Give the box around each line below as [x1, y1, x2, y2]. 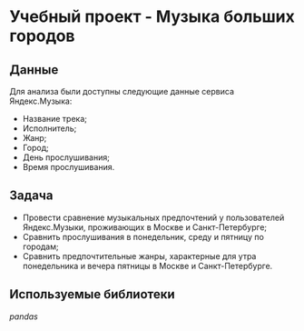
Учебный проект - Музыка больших [9, 6, 295, 27]
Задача [9, 188, 54, 204]
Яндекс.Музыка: [9, 95, 73, 106]
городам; [22, 241, 59, 252]
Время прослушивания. [22, 162, 115, 172]
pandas [9, 311, 39, 322]
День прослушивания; [22, 152, 111, 163]
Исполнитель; [22, 123, 77, 134]
